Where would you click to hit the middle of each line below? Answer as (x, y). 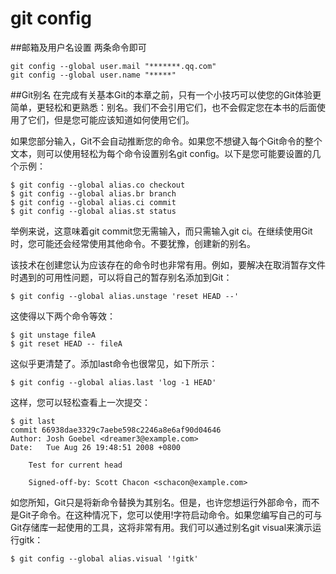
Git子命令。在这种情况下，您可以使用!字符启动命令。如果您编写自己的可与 (170, 514)
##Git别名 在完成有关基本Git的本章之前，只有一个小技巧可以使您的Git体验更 (166, 94)
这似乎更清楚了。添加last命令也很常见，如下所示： (114, 363)
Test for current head (75, 465)
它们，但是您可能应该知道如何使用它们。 (111, 119)
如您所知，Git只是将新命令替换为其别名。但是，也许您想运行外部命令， (156, 502)
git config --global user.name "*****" (93, 75)
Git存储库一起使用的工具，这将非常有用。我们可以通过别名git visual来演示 (161, 527)
